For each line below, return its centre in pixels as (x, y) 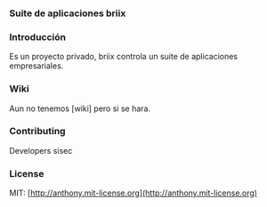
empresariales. (36, 66)
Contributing (37, 131)
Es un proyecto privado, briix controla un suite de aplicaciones (124, 57)
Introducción (38, 36)
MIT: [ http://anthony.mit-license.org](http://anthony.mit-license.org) (133, 193)
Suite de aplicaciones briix (68, 13)
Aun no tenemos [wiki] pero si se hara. (80, 108)
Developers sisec (41, 150)
